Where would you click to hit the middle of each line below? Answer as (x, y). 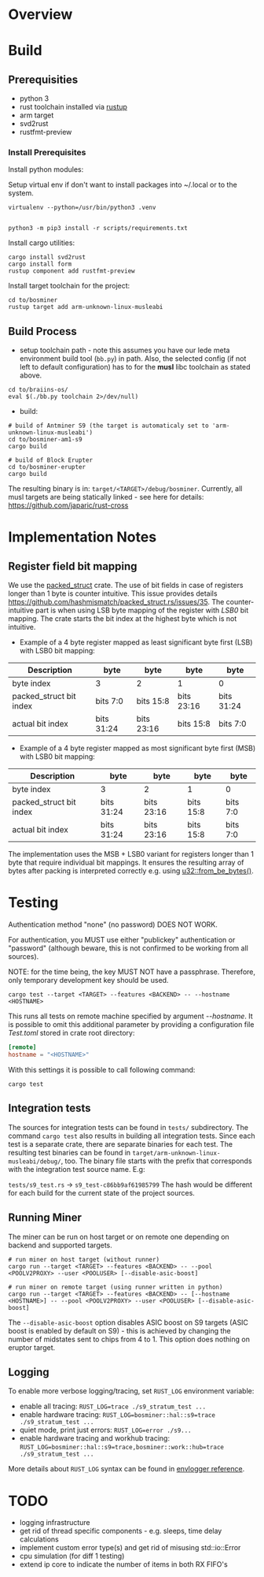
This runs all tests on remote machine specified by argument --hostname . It (130, 1016)
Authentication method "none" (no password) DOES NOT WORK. (113, 924)
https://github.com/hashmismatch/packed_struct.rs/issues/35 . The (116, 602)
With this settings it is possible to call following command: (102, 1069)
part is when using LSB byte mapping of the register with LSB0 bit (142, 610)
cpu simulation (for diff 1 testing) (72, 1556)
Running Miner (45, 1218)
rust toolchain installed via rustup (73, 107)
